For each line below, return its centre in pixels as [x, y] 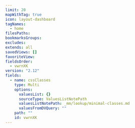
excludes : [16, 43]
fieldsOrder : [19, 61]
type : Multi [27, 85]
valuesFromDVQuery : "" [42, 108]
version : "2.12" [22, 71]
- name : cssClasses [30, 80]
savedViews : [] [21, 52]
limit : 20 [16, 10]
